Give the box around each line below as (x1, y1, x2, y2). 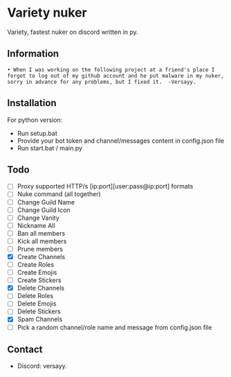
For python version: (7, 116, 63, 124)
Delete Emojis (17, 299, 57, 308)
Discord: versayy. (17, 362, 67, 370)
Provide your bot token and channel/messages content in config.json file (17, 137, 225, 145)
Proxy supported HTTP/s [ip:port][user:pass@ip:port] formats (17, 182, 194, 191)
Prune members (17, 245, 64, 253)
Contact (7, 343, 43, 355)
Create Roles (17, 261, 54, 268)
